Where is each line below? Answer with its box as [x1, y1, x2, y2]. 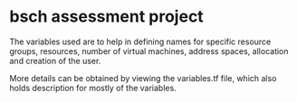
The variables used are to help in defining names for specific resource [9, 36, 272, 47]
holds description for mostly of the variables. [9, 82, 177, 93]
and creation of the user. [9, 55, 101, 66]
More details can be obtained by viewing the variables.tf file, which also [9, 72, 277, 83]
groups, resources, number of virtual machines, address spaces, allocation [9, 45, 289, 56]
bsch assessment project [9, 6, 204, 27]
